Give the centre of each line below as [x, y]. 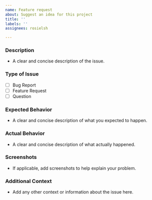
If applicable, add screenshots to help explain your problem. [74, 168]
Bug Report [24, 85]
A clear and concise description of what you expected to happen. [80, 120]
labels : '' [16, 24]
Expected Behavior [29, 109]
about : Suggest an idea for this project [49, 14]
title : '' [15, 19]
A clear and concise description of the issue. [58, 61]
